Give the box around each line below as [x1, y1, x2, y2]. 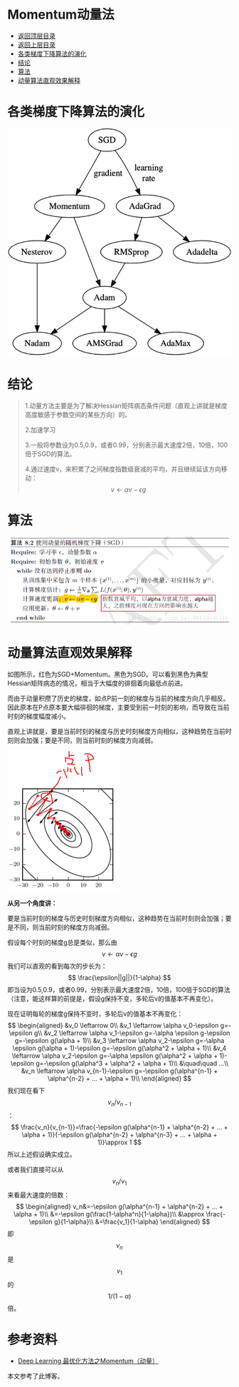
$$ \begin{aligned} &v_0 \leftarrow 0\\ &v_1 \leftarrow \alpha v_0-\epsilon [7, 1021, 219, 1029]
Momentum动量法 [7, 6, 115, 23]
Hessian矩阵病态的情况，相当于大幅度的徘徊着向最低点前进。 [7, 679, 187, 687]
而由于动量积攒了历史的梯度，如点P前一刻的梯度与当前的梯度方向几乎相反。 [7, 694, 230, 702]
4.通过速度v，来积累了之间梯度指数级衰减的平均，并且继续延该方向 [24, 465, 222, 473]
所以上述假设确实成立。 [7, 1150, 76, 1159]
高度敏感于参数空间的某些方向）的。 [24, 410, 132, 418]
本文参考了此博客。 [7, 1371, 64, 1380]
